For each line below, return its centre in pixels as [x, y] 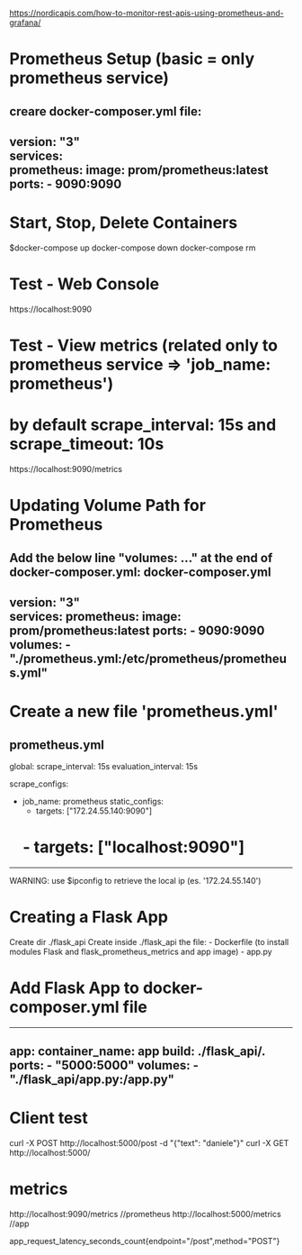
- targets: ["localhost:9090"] [133, 847]
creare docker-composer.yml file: [106, 111]
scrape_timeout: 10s [87, 444]
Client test [49, 1119]
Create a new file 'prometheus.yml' [144, 712]
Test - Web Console [84, 284]
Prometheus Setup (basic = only [132, 59]
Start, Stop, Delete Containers [124, 223]
